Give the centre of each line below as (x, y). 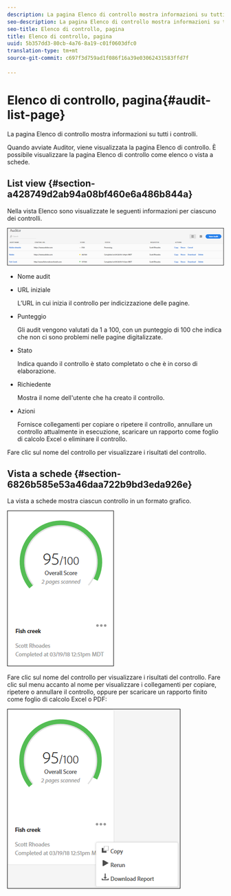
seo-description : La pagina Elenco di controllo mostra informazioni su (113, 22)
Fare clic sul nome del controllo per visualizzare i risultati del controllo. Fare (114, 677)
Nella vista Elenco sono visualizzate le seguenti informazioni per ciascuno (112, 211)
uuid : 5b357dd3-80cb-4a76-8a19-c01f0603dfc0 (72, 44)
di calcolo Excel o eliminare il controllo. (72, 439)
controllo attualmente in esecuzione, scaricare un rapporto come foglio (118, 431)
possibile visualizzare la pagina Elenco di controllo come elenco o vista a (110, 154)
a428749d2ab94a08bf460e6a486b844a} (100, 194)
